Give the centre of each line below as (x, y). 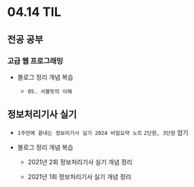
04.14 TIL (34, 12)
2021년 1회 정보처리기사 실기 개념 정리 (79, 177)
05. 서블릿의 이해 (50, 91)
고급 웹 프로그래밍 (35, 61)
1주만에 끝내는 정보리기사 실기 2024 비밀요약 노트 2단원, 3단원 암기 (103, 132)
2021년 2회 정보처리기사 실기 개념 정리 (80, 162)
